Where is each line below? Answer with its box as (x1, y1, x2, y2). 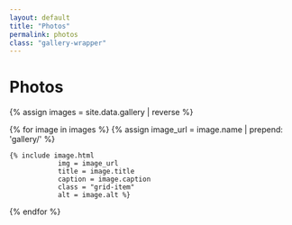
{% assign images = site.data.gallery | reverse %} (9, 107, 194, 118)
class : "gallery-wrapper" (9, 38, 106, 48)
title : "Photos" (9, 22, 70, 31)
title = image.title (57, 167, 135, 176)
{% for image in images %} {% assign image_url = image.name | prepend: (9, 124, 284, 135)
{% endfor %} (9, 206, 61, 217)
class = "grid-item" (57, 183, 135, 192)
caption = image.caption (57, 175, 151, 184)
